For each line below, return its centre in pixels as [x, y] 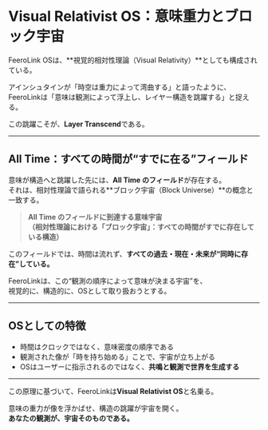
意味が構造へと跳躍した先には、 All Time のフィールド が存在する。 [117, 180]
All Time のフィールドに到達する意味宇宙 [95, 217]
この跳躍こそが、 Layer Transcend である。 [79, 124]
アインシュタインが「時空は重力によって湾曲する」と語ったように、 [120, 87]
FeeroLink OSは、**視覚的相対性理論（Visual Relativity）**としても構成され [133, 60]
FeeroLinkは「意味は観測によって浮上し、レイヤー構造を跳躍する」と [122, 97]
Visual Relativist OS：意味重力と [116, 16]
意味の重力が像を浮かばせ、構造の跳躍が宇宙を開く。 [96, 408]
